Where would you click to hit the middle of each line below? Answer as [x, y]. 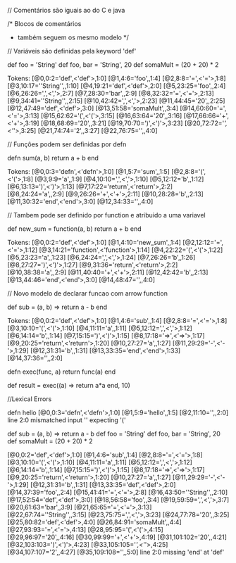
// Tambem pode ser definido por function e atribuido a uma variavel [106, 215]
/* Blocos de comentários [44, 24]
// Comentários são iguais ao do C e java [66, 10]
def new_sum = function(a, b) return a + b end [74, 229]
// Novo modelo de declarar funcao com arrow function [87, 293]
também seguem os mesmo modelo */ [73, 37]
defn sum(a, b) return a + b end [53, 158]
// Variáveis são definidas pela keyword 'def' [72, 51]
